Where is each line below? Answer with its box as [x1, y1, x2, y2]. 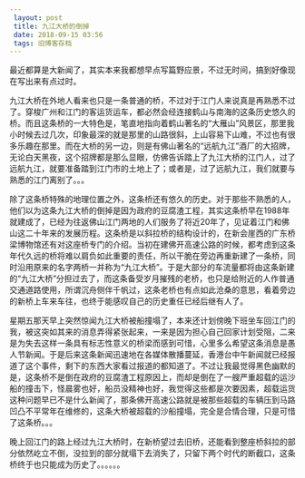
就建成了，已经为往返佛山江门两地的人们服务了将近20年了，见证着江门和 [9, 217, 282, 228]
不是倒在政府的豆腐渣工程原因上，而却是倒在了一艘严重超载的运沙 [48, 372, 296, 383]
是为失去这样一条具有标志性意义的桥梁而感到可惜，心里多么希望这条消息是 [9, 337, 288, 349]
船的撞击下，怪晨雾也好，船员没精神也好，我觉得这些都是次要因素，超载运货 [9, 383, 296, 395]
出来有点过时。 [25, 76, 82, 87]
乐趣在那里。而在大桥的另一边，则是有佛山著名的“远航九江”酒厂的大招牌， [16, 141, 295, 151]
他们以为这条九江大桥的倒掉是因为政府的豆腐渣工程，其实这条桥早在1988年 [9, 205, 290, 216]
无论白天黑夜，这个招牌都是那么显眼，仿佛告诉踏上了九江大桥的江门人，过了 [9, 151, 296, 163]
